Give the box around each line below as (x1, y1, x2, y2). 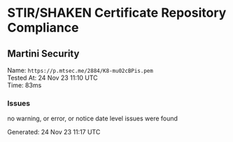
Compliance (7, 20, 79, 36)
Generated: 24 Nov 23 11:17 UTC (7, 128, 101, 136)
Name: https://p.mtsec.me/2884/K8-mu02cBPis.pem (7, 66, 154, 74)
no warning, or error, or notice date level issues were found (7, 114, 178, 123)
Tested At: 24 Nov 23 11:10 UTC (7, 73, 98, 82)
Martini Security (7, 48, 80, 59)
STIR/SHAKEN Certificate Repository (7, 5, 227, 21)
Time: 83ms (7, 81, 42, 89)
